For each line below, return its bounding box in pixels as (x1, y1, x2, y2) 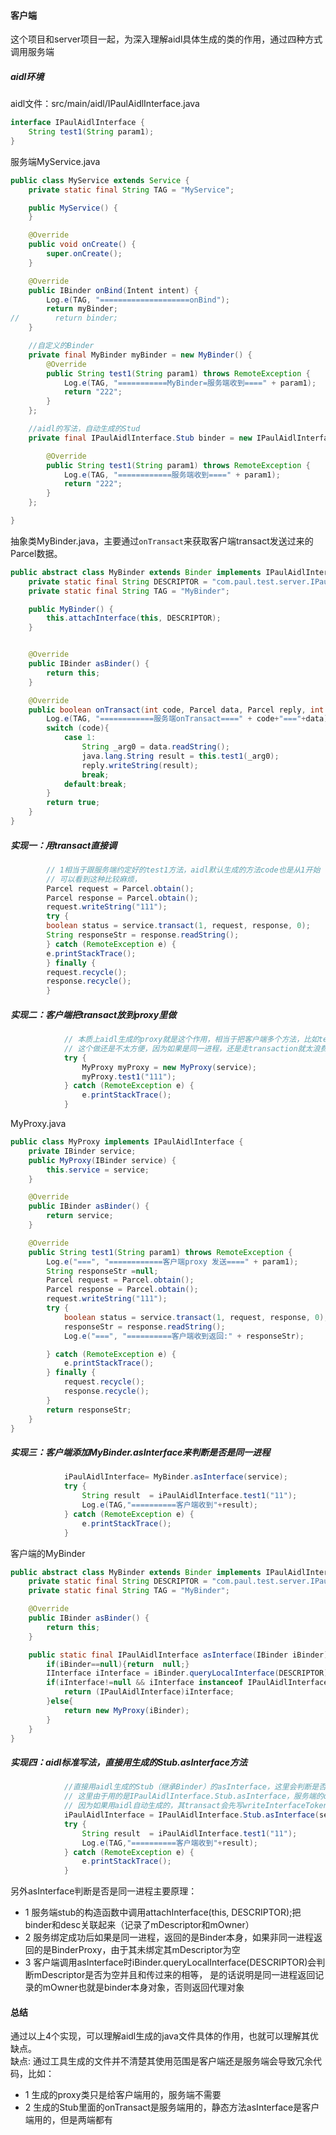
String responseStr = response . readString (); (46, 930, 240, 940)
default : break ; (63, 779, 128, 789)
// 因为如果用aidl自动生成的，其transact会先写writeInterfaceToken (63, 1801, 328, 1811)
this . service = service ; (46, 1165, 150, 1175)
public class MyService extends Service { (10, 175, 190, 185)
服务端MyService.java (10, 155, 101, 167)
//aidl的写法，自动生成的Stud (28, 424, 141, 434)
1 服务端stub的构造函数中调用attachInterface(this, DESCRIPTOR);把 (24, 1906, 302, 1919)
